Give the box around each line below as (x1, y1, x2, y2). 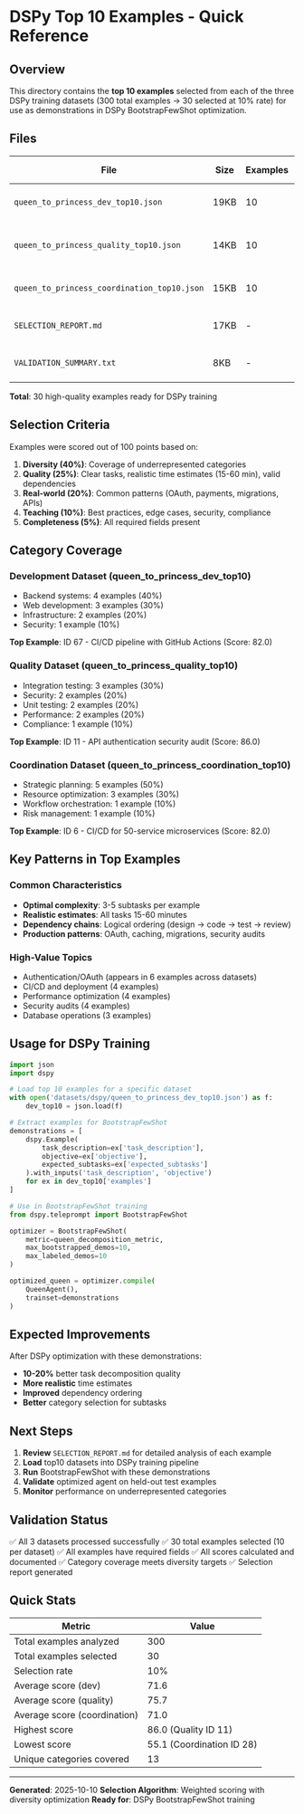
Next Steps (9, 1423, 73, 1438)
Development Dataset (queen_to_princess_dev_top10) (9, 569, 252, 582)
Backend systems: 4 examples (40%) (22, 590, 163, 601)
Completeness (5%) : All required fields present (22, 516, 201, 527)
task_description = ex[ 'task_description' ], (42, 1143, 204, 1152)
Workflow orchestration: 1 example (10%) (22, 798, 176, 809)
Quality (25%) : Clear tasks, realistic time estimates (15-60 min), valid (22, 468, 280, 479)
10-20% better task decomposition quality (22, 1369, 181, 1380)
